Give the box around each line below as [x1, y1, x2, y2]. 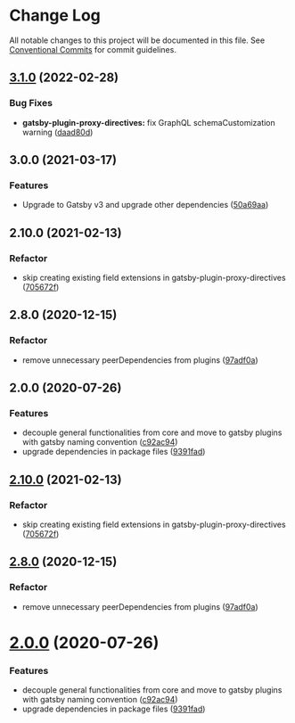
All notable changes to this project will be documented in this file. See [9, 35, 266, 45]
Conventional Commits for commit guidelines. [9, 44, 176, 54]
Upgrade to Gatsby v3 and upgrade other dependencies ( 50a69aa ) [21, 200, 269, 210]
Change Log [9, 5, 101, 26]
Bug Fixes [9, 97, 53, 110]
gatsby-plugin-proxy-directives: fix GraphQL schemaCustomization [21, 117, 276, 127]
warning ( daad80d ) [21, 127, 94, 137]
